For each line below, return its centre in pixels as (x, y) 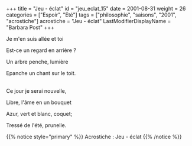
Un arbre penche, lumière (37, 62)
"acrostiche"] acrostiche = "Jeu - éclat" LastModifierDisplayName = (89, 21)
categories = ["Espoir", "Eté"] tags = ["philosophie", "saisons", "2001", (91, 15)
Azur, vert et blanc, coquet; (39, 114)
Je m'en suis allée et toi (35, 39)
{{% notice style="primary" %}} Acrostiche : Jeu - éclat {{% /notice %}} (94, 137)
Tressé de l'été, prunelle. (36, 125)
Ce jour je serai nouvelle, (36, 91)
